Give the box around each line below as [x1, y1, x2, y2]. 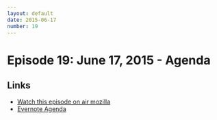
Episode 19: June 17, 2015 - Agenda [7, 52, 211, 68]
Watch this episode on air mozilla [16, 97, 111, 106]
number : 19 [7, 23, 38, 29]
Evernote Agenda [16, 105, 66, 113]
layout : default [7, 10, 53, 17]
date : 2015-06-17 [7, 16, 57, 23]
